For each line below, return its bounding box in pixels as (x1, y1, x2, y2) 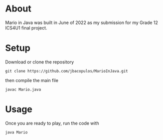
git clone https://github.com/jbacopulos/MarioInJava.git (5, 68, 128, 73)
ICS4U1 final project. (5, 24, 47, 30)
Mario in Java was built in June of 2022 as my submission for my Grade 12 (5, 19, 159, 25)
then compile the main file (5, 77, 59, 83)
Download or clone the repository (5, 58, 74, 65)
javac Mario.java (5, 87, 41, 92)
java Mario (5, 129, 28, 135)
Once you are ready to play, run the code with (5, 120, 100, 126)
